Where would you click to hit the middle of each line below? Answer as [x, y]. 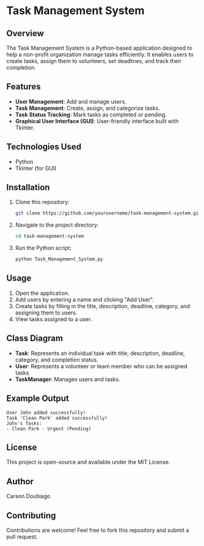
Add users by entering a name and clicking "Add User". [85, 299]
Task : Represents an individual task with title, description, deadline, [100, 353]
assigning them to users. [46, 313]
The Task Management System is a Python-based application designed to [99, 48]
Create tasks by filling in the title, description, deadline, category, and [103, 306]
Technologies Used [44, 147]
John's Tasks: [24, 423]
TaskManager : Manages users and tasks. [67, 379]
